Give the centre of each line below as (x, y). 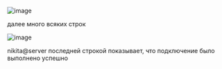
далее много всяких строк (46, 24)
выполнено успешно (37, 58)
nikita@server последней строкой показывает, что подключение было (111, 51)
